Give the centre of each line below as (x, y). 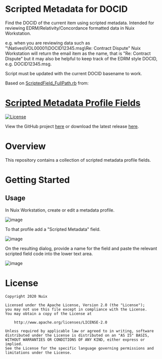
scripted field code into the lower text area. (49, 254)
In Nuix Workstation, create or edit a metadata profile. (60, 210)
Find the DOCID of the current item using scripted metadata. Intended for (80, 23)
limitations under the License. (38, 353)
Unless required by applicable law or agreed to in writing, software (80, 331)
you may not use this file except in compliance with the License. (76, 309)
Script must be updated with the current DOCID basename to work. (74, 73)
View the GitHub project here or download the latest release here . (72, 126)
